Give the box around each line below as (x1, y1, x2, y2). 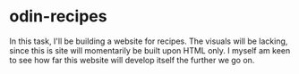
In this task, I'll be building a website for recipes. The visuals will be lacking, (9, 36, 288, 46)
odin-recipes (9, 6, 107, 27)
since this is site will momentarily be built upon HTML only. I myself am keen (9, 45, 291, 55)
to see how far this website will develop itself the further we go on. (9, 54, 255, 65)
